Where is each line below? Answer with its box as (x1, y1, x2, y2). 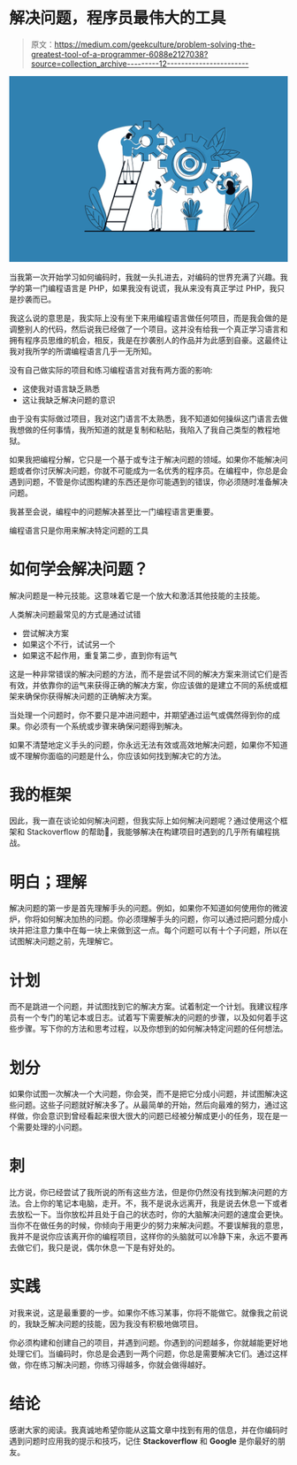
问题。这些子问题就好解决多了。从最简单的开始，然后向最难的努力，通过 (16, 1100, 280, 1110)
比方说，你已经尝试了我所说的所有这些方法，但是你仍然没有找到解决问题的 (9, 1187, 280, 1198)
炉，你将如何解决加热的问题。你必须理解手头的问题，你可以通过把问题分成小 (9, 914, 288, 924)
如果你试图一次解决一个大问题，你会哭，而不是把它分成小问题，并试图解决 (9, 1089, 280, 1100)
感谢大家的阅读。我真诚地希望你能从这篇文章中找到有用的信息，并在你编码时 (9, 1425, 288, 1436)
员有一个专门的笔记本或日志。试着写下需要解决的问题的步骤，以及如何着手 (9, 1012, 280, 1023)
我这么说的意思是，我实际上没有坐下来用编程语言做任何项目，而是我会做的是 (9, 312, 288, 323)
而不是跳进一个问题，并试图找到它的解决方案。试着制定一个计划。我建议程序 (9, 1001, 288, 1012)
